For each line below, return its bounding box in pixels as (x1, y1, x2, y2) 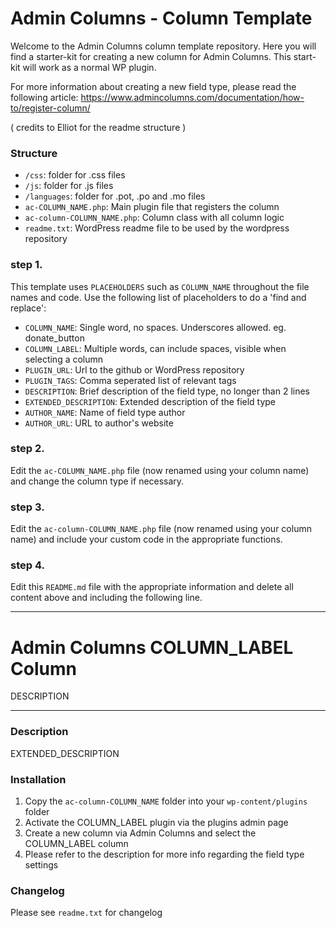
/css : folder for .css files (24, 169, 126, 181)
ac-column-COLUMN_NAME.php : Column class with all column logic (24, 212, 285, 224)
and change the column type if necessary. (10, 475, 185, 487)
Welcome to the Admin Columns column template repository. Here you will (10, 40, 317, 52)
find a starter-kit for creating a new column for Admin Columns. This (10, 50, 292, 62)
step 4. (10, 558, 45, 572)
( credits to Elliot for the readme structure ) (10, 121, 187, 133)
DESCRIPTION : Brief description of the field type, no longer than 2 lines (24, 385, 310, 397)
